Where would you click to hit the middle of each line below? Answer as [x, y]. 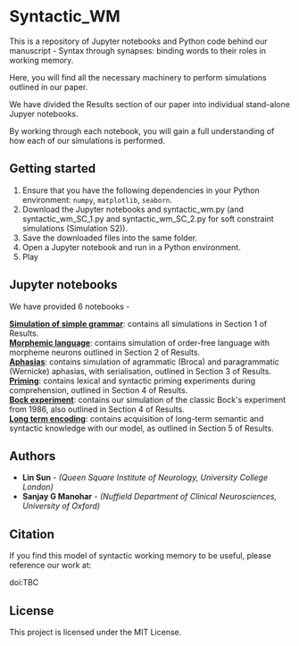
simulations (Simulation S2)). [75, 228]
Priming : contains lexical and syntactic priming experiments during [133, 381]
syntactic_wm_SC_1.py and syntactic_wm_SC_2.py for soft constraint [148, 218]
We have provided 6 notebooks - [70, 306]
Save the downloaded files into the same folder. [110, 238]
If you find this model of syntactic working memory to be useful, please [141, 556]
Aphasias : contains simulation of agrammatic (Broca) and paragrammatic [144, 361]
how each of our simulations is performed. [87, 140]
